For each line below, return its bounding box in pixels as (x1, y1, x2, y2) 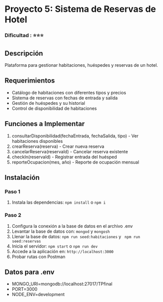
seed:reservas (11, 239, 41, 244)
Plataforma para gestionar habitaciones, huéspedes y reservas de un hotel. (4, 62, 158, 68)
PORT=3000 (11, 286, 38, 292)
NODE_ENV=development (11, 292, 65, 298)
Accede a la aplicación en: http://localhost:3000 (11, 248, 114, 254)
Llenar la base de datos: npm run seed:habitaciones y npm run (11, 233, 141, 239)
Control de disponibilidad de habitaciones (11, 105, 97, 111)
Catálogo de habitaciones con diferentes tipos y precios (11, 89, 126, 95)
